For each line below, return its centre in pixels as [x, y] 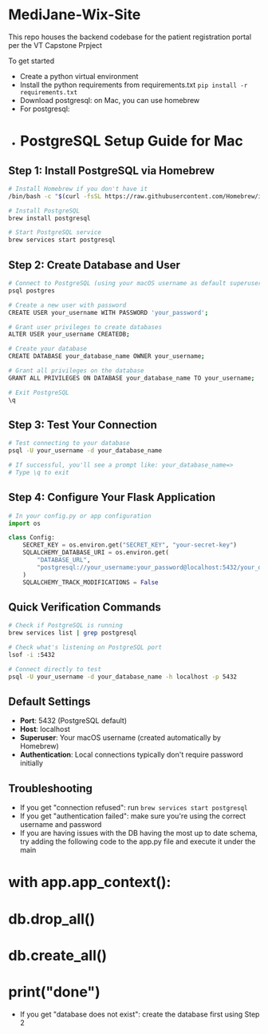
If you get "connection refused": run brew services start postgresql [134, 808]
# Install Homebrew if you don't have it [78, 189]
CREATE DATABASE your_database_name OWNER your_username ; [106, 356]
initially [32, 763]
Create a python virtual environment [79, 76]
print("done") [55, 992]
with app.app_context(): [90, 883]
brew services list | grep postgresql [73, 633]
